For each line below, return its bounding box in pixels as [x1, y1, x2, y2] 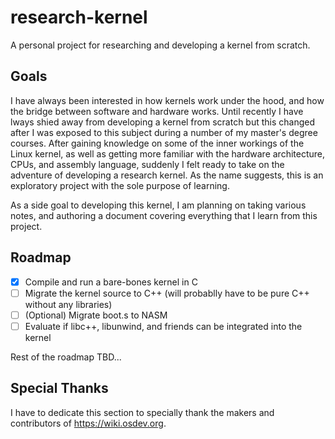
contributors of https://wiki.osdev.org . [10, 417, 167, 429]
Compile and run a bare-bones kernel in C [24, 276, 198, 288]
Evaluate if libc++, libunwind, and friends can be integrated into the [24, 320, 303, 332]
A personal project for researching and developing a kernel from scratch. [10, 39, 311, 51]
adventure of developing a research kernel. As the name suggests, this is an [10, 169, 324, 181]
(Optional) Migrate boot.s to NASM [24, 309, 168, 321]
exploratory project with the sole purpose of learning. [10, 179, 230, 191]
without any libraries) [24, 298, 113, 310]
